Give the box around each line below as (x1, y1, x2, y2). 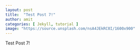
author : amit (5, 17, 33, 22)
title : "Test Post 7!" (5, 12, 56, 17)
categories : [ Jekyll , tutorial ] (5, 21, 79, 27)
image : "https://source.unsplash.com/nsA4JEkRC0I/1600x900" (5, 26, 136, 31)
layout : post (5, 7, 33, 13)
